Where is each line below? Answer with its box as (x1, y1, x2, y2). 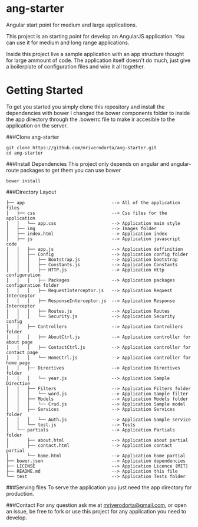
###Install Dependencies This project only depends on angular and (6, 160, 170, 167)
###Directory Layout (6, 188, 57, 195)
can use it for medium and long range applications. (6, 39, 130, 46)
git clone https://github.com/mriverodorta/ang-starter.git (6, 145, 157, 150)
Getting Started (6, 84, 84, 97)
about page (6, 339, 33, 345)
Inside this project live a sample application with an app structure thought (6, 50, 184, 57)
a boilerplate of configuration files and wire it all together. (6, 63, 146, 70)
